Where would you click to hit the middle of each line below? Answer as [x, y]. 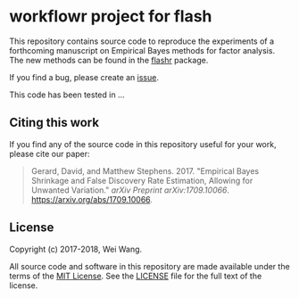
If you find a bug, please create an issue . [84, 77]
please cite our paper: [50, 153]
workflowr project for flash [111, 17]
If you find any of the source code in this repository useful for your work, [143, 144]
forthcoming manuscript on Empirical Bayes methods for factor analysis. [142, 50]
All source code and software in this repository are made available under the [149, 266]
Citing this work [54, 123]
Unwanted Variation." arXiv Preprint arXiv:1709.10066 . [130, 190]
